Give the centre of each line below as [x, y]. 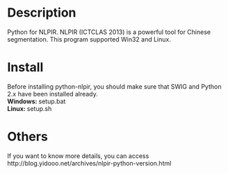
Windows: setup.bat [36, 101]
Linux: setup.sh [30, 108]
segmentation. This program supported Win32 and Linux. [89, 39]
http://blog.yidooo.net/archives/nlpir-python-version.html [89, 163]
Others [28, 137]
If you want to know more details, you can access [78, 156]
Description [42, 13]
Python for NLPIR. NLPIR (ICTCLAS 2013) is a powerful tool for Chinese [109, 32]
